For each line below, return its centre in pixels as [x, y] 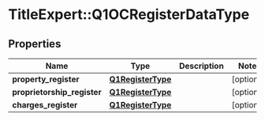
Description [202, 66]
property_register [46, 79]
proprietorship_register [57, 92]
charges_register [45, 105]
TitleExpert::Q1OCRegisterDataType [129, 15]
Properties [35, 44]
